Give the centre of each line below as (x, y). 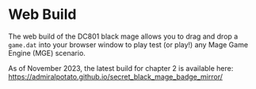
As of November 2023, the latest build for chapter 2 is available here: (121, 68)
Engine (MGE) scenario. (47, 53)
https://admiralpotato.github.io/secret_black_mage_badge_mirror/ (116, 76)
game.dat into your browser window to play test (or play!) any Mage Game (128, 44)
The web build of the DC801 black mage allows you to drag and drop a (123, 36)
